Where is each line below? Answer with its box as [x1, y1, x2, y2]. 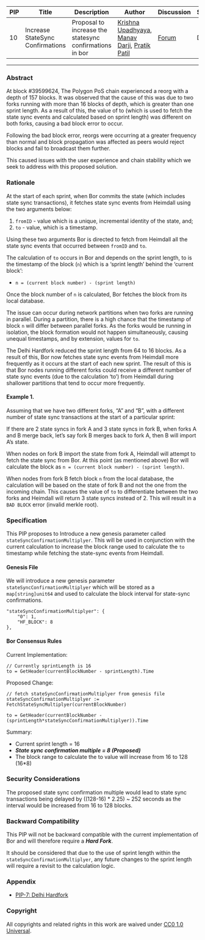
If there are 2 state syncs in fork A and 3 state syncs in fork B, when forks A [6, 425, 197, 432]
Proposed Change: [6, 679, 54, 686]
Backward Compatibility [6, 816, 79, 825]
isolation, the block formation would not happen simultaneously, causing [6, 328, 189, 336]
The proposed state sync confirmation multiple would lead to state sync [6, 788, 187, 796]
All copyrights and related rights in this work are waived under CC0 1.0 [6, 920, 184, 928]
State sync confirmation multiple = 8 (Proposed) [15, 746, 142, 754]
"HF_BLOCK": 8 [17, 619, 53, 626]
